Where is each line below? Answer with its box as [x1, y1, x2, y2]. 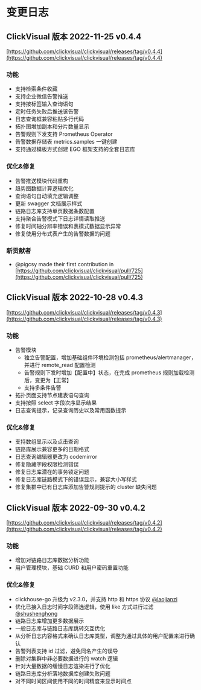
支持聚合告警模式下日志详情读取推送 [14, 215, 106, 222]
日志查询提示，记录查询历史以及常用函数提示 [14, 407, 127, 414]
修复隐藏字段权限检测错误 [14, 461, 79, 468]
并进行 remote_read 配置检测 [24, 362, 96, 368]
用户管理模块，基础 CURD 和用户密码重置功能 [14, 564, 129, 571]
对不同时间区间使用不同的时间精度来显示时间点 [14, 677, 132, 685]
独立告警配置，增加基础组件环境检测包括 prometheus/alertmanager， [24, 354, 197, 361]
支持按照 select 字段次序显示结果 [14, 399, 97, 406]
